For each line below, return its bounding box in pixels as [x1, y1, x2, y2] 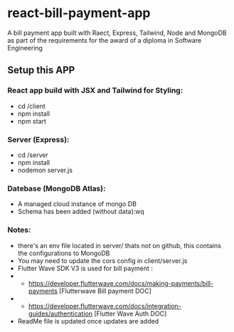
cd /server [17, 151, 48, 159]
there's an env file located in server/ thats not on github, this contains [17, 241, 222, 250]
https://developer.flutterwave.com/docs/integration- [28, 301, 181, 310]
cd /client [17, 102, 46, 110]
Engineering [7, 43, 43, 52]
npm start [17, 117, 46, 125]
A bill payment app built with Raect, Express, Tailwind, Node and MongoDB [7, 28, 227, 37]
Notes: [7, 225, 31, 235]
